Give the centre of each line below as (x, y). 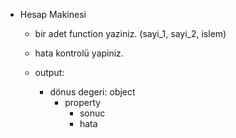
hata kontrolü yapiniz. (79, 53)
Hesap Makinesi (53, 14)
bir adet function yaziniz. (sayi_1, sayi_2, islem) (130, 33)
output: (49, 72)
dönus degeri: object (92, 92)
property (83, 102)
